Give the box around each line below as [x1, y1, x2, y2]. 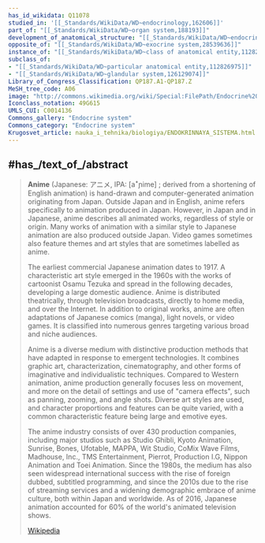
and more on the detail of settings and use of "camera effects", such [27, 387, 251, 396]
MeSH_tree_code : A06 [8, 84, 77, 93]
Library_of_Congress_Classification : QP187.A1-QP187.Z [8, 77, 192, 85]
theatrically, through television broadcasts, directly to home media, [27, 296, 245, 306]
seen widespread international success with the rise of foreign [27, 469, 231, 478]
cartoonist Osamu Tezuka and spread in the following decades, [27, 279, 233, 288]
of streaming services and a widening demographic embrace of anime [27, 485, 256, 495]
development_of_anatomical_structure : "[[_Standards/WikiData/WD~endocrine [8, 33, 263, 42]
